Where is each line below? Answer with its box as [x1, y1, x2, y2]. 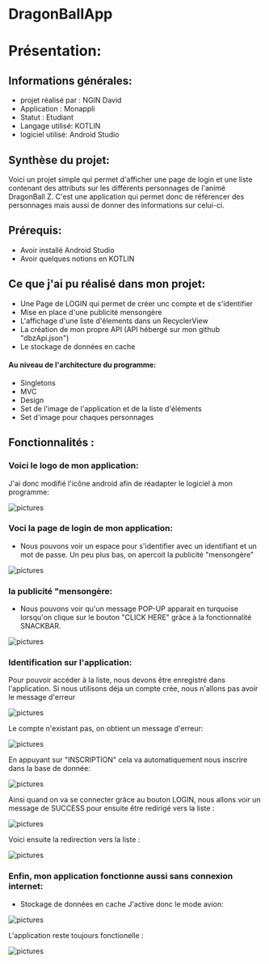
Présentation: [8, 42, 102, 61]
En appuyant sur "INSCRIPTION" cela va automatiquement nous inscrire [8, 755, 248, 764]
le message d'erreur [8, 692, 76, 702]
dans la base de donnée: [8, 764, 90, 773]
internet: [8, 881, 44, 892]
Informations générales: [8, 74, 132, 87]
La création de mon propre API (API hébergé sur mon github [19, 324, 221, 334]
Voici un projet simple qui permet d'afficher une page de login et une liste [8, 175, 253, 184]
